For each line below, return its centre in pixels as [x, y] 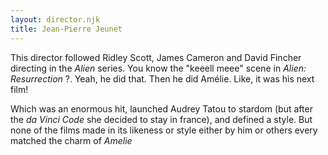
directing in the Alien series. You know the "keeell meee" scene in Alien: [158, 68]
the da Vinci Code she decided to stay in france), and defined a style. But [161, 119]
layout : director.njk [55, 19]
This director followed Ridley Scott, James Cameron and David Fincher [156, 57]
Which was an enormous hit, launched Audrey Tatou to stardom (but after [161, 108]
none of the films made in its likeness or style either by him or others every [164, 130]
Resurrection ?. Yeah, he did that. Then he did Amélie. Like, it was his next [162, 78]
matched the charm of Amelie [71, 140]
